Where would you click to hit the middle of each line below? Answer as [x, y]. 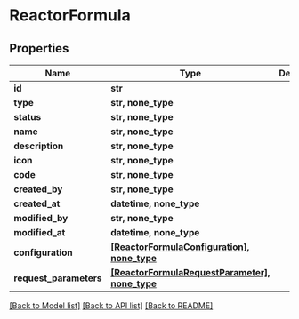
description [39, 146]
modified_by [41, 218]
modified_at [40, 232]
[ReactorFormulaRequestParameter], [190, 272]
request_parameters [58, 278]
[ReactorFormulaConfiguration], [180, 247]
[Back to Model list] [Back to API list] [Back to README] [111, 306]
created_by [38, 189]
